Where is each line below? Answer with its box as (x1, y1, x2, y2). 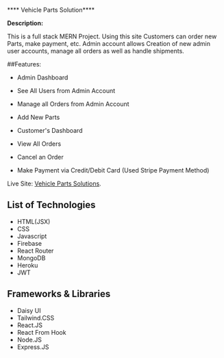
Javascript (16, 232, 47, 240)
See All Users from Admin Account (16, 87, 116, 94)
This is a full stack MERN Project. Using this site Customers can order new (7, 32, 217, 40)
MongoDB (16, 253, 46, 262)
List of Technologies (7, 199, 96, 211)
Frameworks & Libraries (7, 288, 111, 300)
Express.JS (16, 342, 49, 351)
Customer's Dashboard (16, 127, 83, 134)
